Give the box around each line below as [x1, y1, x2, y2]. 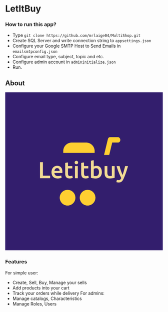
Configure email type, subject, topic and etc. [12, 54, 104, 60]
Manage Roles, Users [12, 300, 56, 306]
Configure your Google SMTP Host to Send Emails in [12, 43, 121, 49]
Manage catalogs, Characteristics [12, 295, 82, 301]
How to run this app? [5, 21, 56, 28]
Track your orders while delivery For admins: [12, 290, 105, 296]
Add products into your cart [12, 284, 70, 291]
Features [5, 258, 27, 265]
